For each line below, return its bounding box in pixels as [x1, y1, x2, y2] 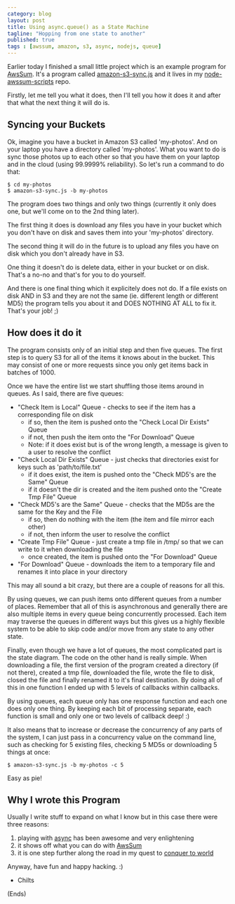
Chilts [17, 876, 35, 884]
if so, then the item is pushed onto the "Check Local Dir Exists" [27, 418, 210, 426]
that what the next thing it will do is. [7, 99, 110, 106]
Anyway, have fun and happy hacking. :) [7, 862, 123, 871]
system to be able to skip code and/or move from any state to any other [7, 624, 215, 633]
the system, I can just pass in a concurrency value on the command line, [7, 733, 216, 741]
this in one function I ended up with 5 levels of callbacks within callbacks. [7, 683, 220, 691]
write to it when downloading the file [17, 545, 123, 553]
